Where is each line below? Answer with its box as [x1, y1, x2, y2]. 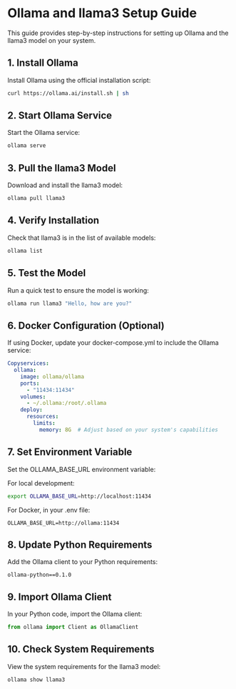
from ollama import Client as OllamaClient [7, 623, 139, 631]
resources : [26, 413, 59, 421]
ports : [20, 380, 40, 387]
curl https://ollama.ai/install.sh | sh [7, 89, 130, 97]
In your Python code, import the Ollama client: [7, 610, 143, 618]
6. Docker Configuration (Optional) [7, 319, 165, 331]
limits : [33, 420, 56, 427]
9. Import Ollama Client [7, 590, 112, 603]
